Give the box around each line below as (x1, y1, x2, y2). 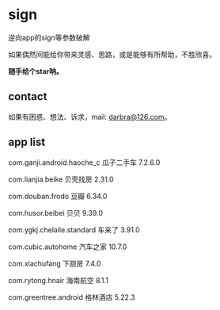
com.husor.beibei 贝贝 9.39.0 (8, 208, 104, 217)
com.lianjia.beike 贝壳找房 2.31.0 (8, 174, 114, 184)
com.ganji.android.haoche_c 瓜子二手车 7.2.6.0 (8, 157, 161, 167)
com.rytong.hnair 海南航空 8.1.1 (8, 275, 109, 285)
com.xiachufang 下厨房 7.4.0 (8, 258, 101, 268)
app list (8, 136, 46, 149)
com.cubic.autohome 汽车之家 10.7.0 (8, 242, 127, 251)
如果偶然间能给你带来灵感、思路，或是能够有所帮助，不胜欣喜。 (8, 49, 216, 59)
